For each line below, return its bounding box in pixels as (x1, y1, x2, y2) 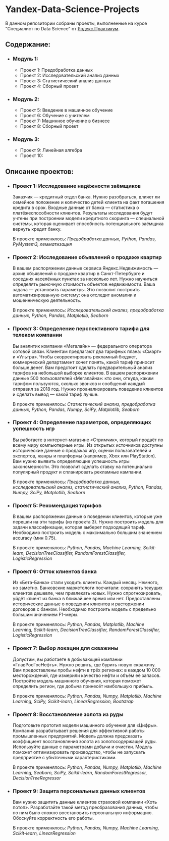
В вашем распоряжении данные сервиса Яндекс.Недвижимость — (12, 265, 158, 271)
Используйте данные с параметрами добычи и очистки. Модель (12, 744, 152, 750)
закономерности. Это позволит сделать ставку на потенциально (12, 463, 153, 469)
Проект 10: (20, 152, 43, 159)
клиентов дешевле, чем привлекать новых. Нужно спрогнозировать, (12, 590, 162, 596)
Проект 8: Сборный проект (20, 123, 79, 129)
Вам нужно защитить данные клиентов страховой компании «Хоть (12, 799, 157, 805)
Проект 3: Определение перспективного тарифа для (12, 325, 150, 332)
